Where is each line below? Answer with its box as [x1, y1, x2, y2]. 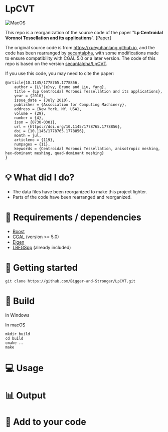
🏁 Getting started [5, 262, 78, 273]
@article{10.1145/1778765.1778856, [5, 80, 80, 85]
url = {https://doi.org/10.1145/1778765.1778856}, [14, 124, 122, 129]
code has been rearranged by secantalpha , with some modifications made [5, 50, 159, 56]
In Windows [5, 312, 30, 318]
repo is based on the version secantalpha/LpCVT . [5, 60, 108, 66]
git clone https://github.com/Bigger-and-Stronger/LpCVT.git [5, 278, 136, 283]
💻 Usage [5, 362, 44, 374]
